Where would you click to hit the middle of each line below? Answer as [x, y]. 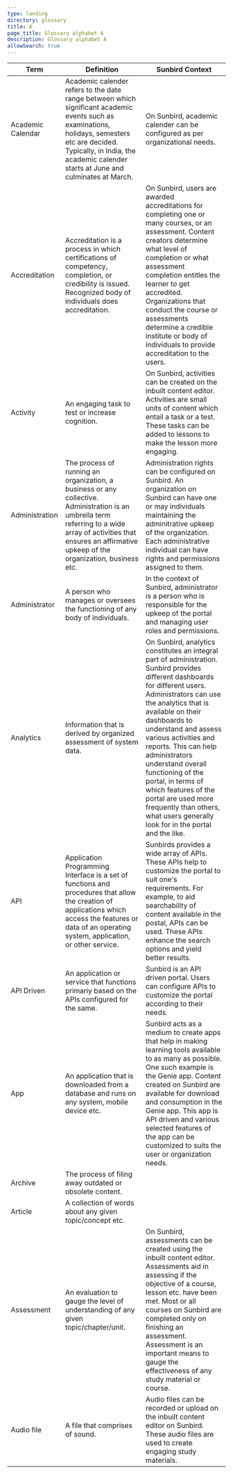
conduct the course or [182, 310]
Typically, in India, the [100, 151]
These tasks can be [177, 425]
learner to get [167, 284]
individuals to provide [180, 345]
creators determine [176, 240]
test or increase [90, 412]
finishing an [164, 1327]
